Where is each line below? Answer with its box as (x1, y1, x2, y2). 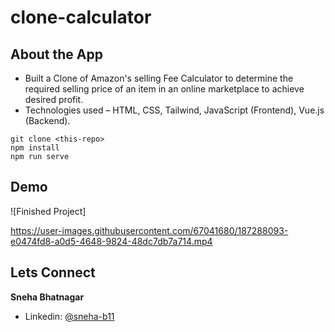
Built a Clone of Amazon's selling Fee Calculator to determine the (24, 72, 294, 84)
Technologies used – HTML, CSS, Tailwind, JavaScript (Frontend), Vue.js (24, 104, 325, 116)
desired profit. (24, 94, 84, 105)
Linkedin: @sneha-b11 (24, 310, 115, 322)
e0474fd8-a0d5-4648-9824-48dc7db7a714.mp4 (10, 235, 213, 247)
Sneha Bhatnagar (10, 291, 85, 303)
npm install (10, 143, 60, 153)
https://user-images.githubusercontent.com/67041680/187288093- (10, 224, 289, 236)
